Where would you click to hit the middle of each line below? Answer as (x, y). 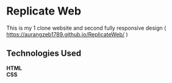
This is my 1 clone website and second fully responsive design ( (86, 28)
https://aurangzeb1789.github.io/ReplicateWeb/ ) (67, 34)
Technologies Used (44, 54)
